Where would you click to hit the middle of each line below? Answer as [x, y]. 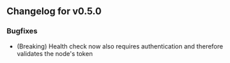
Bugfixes [22, 31]
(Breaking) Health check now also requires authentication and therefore [120, 46]
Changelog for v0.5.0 [54, 11]
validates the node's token [55, 53]
